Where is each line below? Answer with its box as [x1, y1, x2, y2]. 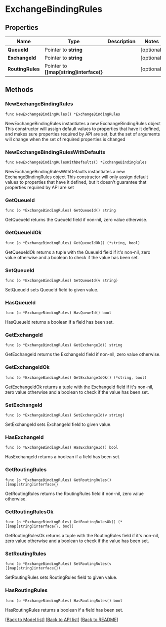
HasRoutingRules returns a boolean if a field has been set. [5, 607, 124, 613]
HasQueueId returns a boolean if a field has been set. [5, 319, 114, 325]
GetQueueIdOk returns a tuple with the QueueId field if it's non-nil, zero [5, 249, 151, 255]
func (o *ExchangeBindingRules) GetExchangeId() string [5, 343, 123, 348]
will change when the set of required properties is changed [5, 136, 125, 142]
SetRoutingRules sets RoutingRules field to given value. [5, 574, 118, 580]
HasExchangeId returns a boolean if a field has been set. [5, 454, 121, 460]
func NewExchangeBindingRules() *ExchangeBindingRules [5, 112, 121, 117]
